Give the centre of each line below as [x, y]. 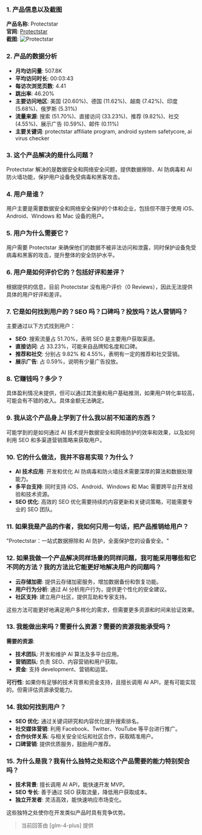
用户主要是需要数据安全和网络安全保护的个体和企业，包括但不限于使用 [94, 209]
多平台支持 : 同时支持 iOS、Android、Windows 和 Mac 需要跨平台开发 [101, 486]
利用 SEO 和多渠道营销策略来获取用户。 [56, 440]
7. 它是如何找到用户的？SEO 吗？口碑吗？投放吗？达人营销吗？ [97, 312]
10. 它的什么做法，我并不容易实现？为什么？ [70, 457]
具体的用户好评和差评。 [35, 294]
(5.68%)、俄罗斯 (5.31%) [46, 109]
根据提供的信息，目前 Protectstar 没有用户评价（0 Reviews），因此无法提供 [99, 287]
